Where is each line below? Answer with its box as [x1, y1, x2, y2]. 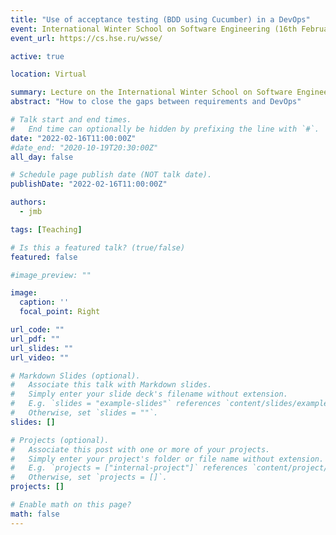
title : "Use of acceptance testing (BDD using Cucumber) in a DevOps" [10, 14, 311, 25]
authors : [10, 197, 47, 208]
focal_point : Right [19, 307, 101, 317]
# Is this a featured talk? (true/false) [10, 242, 186, 253]
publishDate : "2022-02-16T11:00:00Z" [10, 179, 168, 190]
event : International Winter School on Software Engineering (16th [10, 24, 298, 34]
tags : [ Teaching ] [10, 224, 83, 235]
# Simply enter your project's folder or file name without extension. [10, 454, 325, 464]
